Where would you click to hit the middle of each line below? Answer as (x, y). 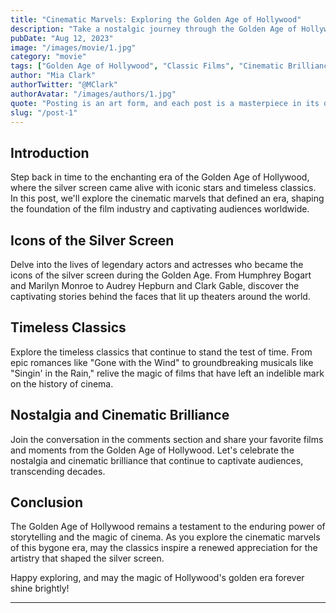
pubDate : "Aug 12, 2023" (62, 38)
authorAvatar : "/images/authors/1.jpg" (93, 94)
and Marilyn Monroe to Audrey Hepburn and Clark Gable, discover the (155, 285)
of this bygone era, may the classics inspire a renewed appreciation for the (164, 548)
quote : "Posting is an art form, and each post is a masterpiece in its (165, 103)
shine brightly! (40, 588)
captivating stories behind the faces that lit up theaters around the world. (160, 296)
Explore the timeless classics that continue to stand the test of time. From (161, 352)
